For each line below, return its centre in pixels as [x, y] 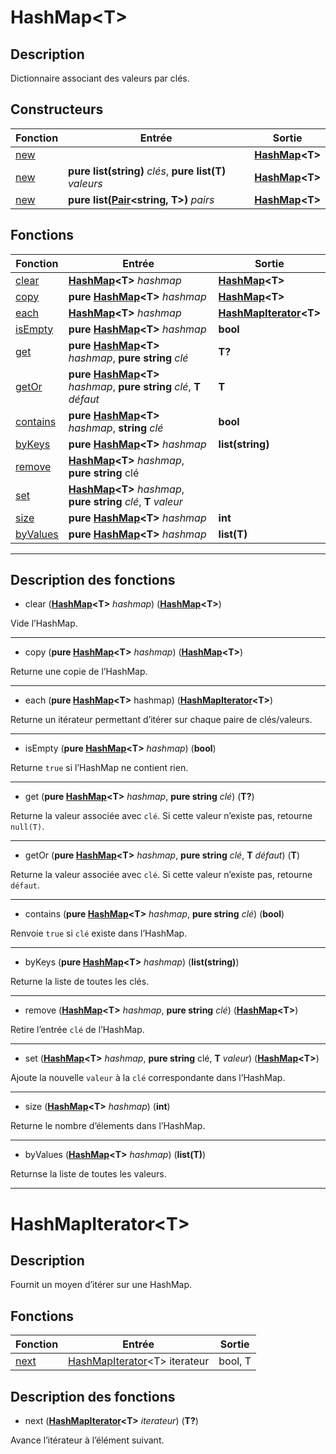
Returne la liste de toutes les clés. [80, 982]
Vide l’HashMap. [44, 623]
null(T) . [27, 827]
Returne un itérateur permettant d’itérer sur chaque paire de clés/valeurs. [161, 720]
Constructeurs [57, 109]
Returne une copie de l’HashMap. [79, 672]
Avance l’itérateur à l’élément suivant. [87, 1440]
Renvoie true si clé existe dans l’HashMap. [99, 933]
